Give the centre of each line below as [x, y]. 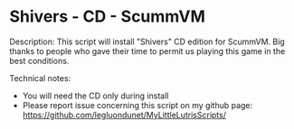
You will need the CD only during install [95, 96]
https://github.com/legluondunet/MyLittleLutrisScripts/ [124, 115]
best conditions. [39, 60]
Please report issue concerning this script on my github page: [138, 105]
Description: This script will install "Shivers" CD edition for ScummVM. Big [147, 41]
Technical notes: [40, 78]
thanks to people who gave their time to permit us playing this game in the [147, 51]
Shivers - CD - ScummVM [107, 17]
